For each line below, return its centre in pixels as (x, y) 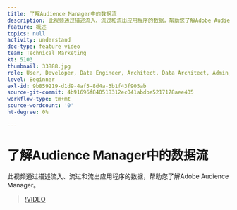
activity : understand (39, 40)
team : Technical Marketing (47, 54)
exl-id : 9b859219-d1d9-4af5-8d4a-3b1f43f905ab (77, 86)
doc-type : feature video (44, 47)
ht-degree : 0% (28, 112)
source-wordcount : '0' (41, 106)
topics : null (26, 33)
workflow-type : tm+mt (39, 99)
